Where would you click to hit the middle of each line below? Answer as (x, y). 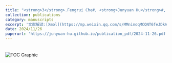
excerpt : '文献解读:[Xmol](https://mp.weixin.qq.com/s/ (64, 24)
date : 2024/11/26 (24, 29)
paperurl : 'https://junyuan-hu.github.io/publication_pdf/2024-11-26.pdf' (87, 34)
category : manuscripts (29, 19)
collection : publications (33, 15)
